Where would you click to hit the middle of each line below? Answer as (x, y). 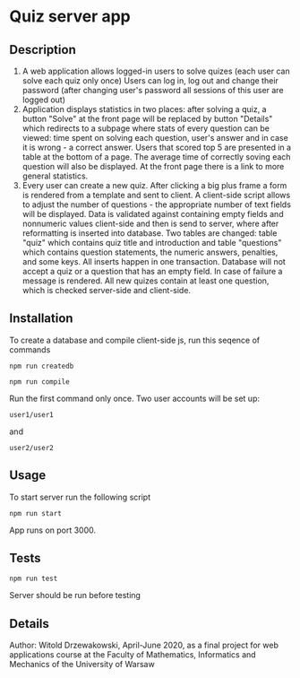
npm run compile (39, 382)
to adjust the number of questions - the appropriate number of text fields (156, 204)
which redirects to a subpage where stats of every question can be (146, 128)
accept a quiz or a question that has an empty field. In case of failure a (152, 271)
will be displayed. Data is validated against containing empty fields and (153, 214)
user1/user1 (31, 414)
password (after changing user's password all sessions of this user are (153, 90)
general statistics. (55, 176)
